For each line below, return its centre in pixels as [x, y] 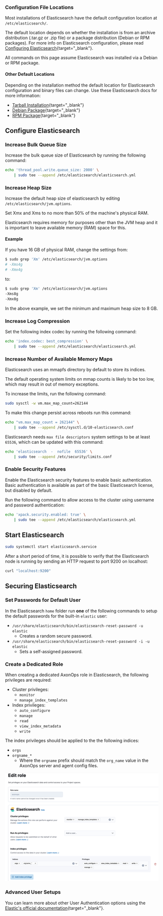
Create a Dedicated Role [34, 664]
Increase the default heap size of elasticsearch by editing [63, 198]
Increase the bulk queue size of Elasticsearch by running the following [75, 155]
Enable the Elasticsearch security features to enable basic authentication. [79, 480]
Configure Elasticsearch [43, 130]
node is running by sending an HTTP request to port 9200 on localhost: [77, 561]
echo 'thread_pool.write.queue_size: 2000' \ [52, 170]
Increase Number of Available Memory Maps [59, 359]
